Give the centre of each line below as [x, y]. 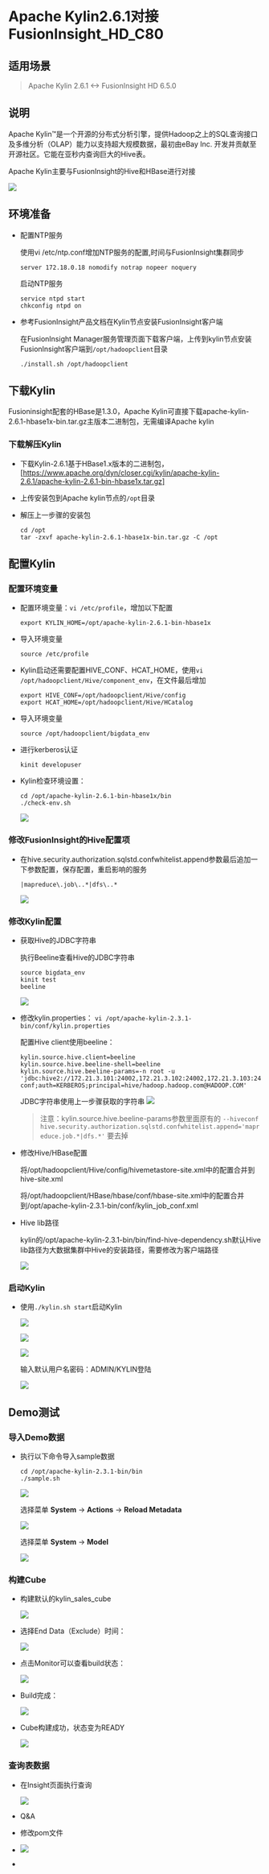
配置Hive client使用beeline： [67, 1042]
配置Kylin [32, 564]
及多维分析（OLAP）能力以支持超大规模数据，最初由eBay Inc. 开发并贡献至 [132, 144]
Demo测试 [34, 1412]
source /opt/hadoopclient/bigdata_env [85, 734]
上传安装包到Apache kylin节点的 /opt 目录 [87, 498]
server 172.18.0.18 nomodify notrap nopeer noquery [108, 267]
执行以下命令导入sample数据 [67, 1456]
